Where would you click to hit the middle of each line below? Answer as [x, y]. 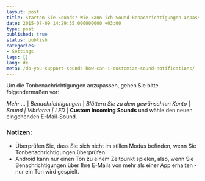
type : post [20, 29]
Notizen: [19, 132]
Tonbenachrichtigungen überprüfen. [61, 152]
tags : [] [17, 57]
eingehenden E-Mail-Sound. [42, 117]
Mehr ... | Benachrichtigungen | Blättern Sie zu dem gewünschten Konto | [98, 104]
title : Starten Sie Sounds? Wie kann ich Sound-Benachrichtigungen [94, 18]
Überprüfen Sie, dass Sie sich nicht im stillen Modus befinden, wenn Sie [106, 146]
